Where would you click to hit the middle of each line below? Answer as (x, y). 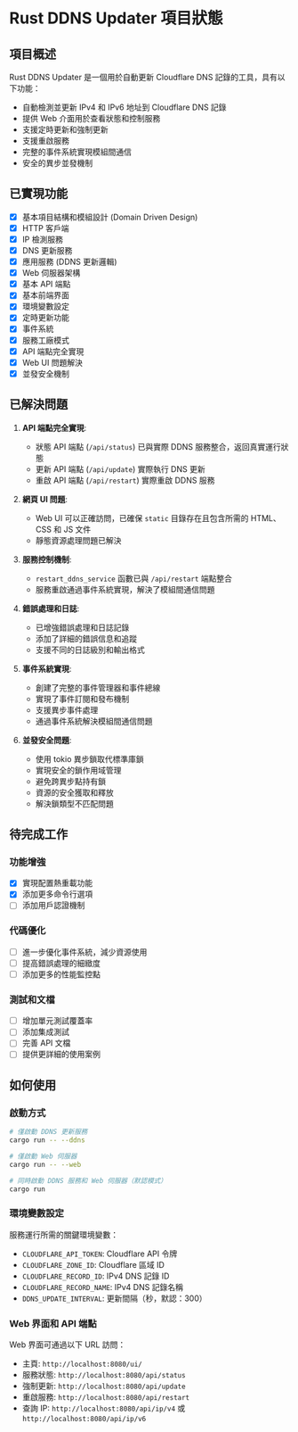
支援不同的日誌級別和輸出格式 (90, 650)
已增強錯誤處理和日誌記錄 (82, 627)
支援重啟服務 (45, 141)
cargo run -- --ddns (48, 1140)
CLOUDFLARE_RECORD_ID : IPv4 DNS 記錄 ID (96, 1276)
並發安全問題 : (47, 740)
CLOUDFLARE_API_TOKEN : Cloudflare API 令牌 (100, 1254)
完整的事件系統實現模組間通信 (77, 152)
